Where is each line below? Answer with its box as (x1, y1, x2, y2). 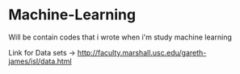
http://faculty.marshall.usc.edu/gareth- (77, 47, 207, 57)
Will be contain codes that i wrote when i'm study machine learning (8, 32, 233, 42)
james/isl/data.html (8, 56, 72, 66)
